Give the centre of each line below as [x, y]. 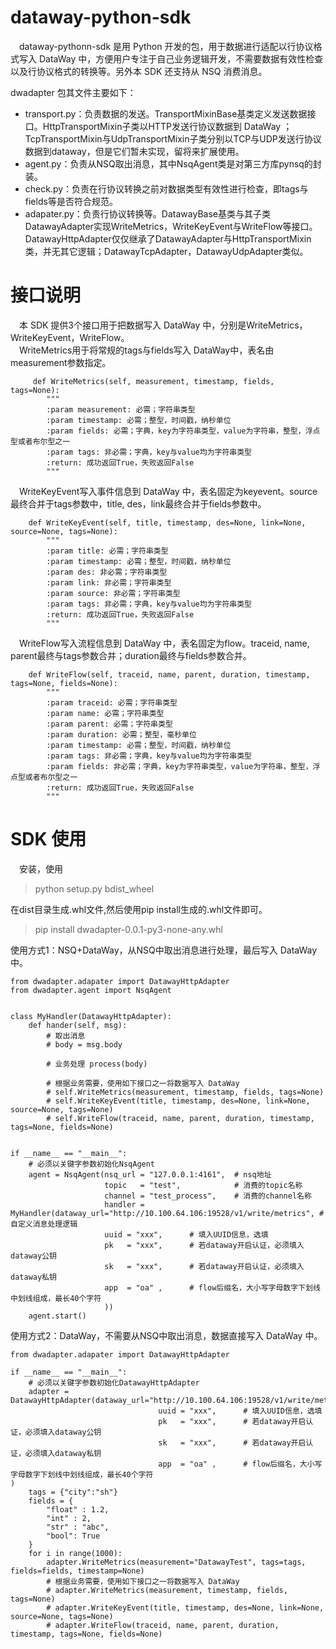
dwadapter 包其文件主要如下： [73, 92]
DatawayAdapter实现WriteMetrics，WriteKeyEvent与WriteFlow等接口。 [171, 226]
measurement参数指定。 [61, 362]
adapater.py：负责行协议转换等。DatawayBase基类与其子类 [147, 213]
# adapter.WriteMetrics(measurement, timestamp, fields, [167, 1590]
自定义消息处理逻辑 [44, 1224]
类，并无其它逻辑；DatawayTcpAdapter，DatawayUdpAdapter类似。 [166, 251]
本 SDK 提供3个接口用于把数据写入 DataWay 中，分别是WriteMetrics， [163, 325]
